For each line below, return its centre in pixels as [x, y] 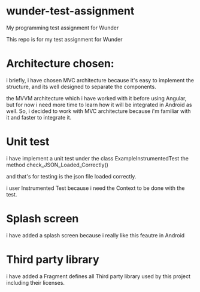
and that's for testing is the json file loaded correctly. [71, 176]
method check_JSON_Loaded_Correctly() [57, 165]
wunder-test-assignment [70, 11]
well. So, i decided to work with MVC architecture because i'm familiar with [99, 111]
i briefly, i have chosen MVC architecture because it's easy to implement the [100, 80]
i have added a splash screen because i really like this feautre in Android [96, 235]
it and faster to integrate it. [39, 117]
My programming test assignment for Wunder [63, 28]
